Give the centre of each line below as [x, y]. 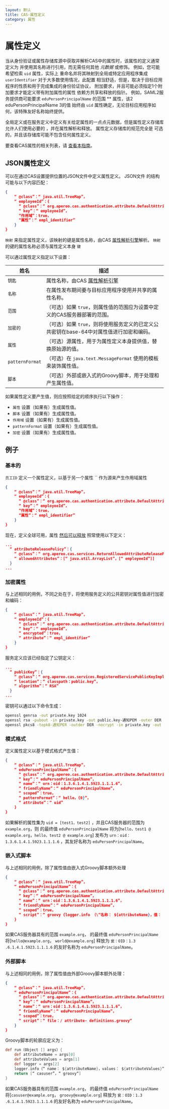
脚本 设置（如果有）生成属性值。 [46, 413]
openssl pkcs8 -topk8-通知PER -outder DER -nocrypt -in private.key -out [83, 725]
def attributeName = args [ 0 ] [45, 1055]
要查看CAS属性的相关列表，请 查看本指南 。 [50, 146]
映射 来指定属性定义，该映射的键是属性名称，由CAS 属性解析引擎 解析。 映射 [83, 240]
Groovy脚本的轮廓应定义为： [35, 1040]
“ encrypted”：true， [40, 633]
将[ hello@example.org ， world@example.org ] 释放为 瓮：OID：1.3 [70, 941]
